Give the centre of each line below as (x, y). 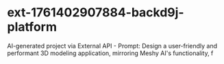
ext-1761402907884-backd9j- (96, 13)
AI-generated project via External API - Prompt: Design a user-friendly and (112, 46)
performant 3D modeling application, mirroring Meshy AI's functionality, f (110, 53)
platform (32, 27)
